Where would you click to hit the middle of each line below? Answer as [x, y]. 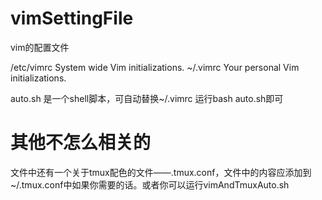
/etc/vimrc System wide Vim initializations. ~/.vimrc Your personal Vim [155, 67]
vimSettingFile [72, 18]
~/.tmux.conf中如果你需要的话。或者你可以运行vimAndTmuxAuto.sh [150, 184]
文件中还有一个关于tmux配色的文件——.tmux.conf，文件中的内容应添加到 [161, 172]
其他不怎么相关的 [81, 143]
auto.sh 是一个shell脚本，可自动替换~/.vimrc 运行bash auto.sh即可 [147, 98]
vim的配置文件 [40, 47]
